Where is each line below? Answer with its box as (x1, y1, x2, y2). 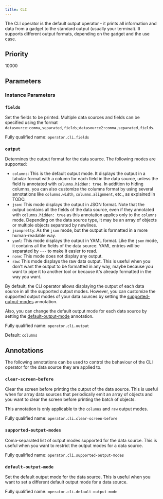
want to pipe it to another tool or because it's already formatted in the (12, 269, 152, 275)
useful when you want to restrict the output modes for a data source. (5, 443, 143, 448)
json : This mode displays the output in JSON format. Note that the (12, 202, 145, 207)
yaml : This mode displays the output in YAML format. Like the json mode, (12, 238, 158, 243)
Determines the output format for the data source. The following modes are (5, 156, 156, 162)
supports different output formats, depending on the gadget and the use (5, 31, 150, 36)
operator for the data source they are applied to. (5, 364, 102, 370)
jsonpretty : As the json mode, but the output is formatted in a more (12, 227, 148, 233)
